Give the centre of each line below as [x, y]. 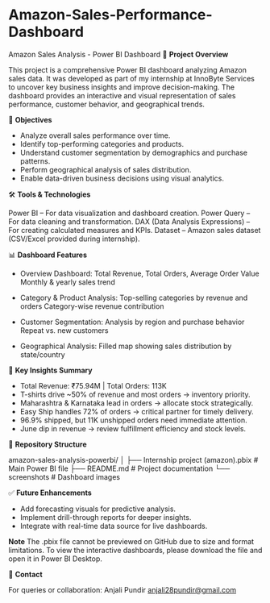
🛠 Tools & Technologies [50, 194]
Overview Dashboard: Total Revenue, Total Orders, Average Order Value [139, 273]
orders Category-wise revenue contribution [92, 306]
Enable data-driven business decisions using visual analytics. [122, 178]
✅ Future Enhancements [50, 493]
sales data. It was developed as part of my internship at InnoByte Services [132, 78]
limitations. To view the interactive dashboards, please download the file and [135, 550]
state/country [43, 354]
